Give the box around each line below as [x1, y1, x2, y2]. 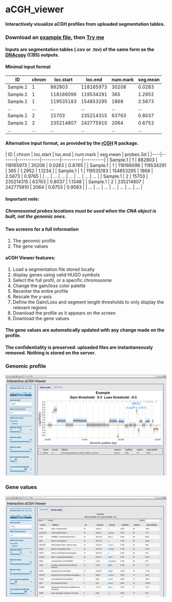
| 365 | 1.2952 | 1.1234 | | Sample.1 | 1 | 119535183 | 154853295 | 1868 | [5, 168, 154, 174]
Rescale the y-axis [12, 293, 52, 299]
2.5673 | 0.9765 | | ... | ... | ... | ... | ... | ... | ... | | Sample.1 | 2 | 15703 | [5, 173, 148, 179]
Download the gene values [12, 315, 70, 322]
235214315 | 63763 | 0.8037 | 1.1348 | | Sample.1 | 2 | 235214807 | [5, 179, 144, 185]
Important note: [5, 196, 39, 202]
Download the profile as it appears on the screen [12, 310, 116, 316]
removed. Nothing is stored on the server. [5, 350, 96, 356]
